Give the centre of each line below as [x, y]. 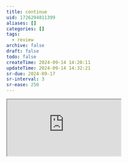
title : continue [27, 12]
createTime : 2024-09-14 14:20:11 [49, 62]
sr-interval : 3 [25, 79]
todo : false [21, 57]
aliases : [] [21, 23]
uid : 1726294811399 [31, 18]
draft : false [23, 51]
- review [23, 40]
